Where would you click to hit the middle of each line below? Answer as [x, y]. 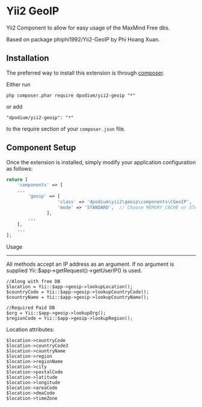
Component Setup [41, 148]
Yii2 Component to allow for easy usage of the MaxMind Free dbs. [88, 28]
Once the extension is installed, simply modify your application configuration [101, 162]
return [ [17, 179]
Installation [28, 58]
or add [14, 106]
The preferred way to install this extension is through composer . [85, 73]
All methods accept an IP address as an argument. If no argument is [90, 264]
